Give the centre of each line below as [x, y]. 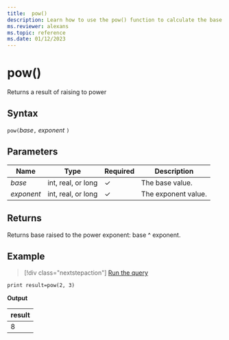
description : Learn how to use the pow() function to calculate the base [115, 20]
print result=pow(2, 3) [41, 286]
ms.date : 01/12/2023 [37, 39]
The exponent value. [174, 194]
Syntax [23, 114]
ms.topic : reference [37, 33]
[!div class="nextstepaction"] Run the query [86, 273]
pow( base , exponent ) [38, 130]
